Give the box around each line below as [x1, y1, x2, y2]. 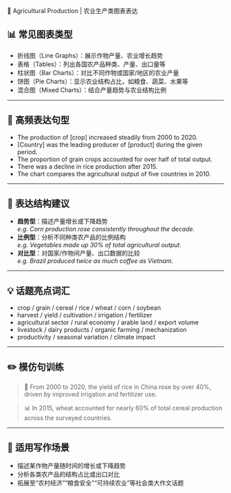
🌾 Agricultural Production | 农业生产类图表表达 [7, 7, 138, 14]
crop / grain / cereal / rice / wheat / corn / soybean [16, 304, 162, 312]
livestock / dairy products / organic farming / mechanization [16, 326, 187, 334]
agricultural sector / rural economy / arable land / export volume [16, 318, 199, 326]
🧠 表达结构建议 [7, 198, 70, 209]
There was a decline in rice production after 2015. [16, 162, 158, 171]
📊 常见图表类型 [7, 29, 74, 41]
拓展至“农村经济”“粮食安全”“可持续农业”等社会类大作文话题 [16, 479, 184, 487]
